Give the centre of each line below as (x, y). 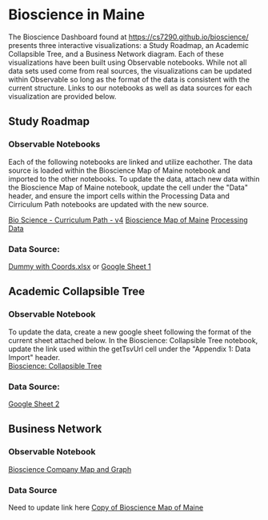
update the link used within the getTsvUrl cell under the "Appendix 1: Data (130, 349)
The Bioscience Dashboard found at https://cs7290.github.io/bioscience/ (129, 37)
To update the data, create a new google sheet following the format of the (130, 332)
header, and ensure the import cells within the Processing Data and (119, 196)
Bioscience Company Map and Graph (70, 469)
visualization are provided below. (62, 96)
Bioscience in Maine (77, 15)
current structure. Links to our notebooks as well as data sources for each (130, 88)
